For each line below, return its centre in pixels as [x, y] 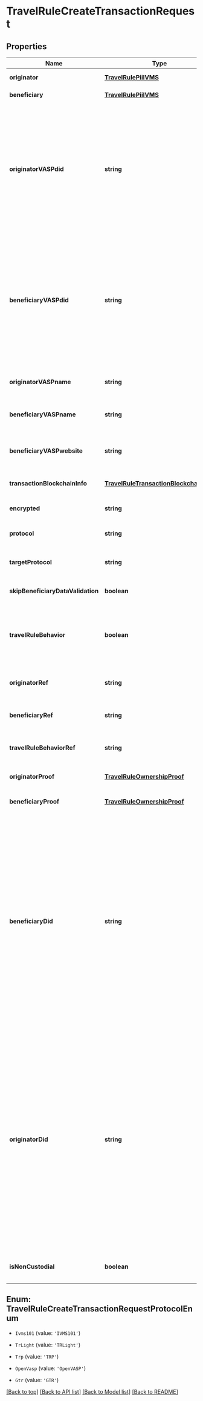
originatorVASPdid [37, 169]
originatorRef [29, 683]
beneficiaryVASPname [43, 414]
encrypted [25, 508]
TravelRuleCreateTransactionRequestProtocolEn [100, 1309]
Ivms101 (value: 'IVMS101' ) [47, 1333]
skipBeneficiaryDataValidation [54, 591]
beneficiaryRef [31, 715]
